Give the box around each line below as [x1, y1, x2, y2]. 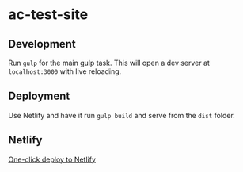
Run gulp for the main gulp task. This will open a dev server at [8, 58, 210, 67]
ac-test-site [8, 6, 89, 24]
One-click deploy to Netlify [8, 155, 97, 164]
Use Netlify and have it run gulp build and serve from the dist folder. [8, 110, 235, 120]
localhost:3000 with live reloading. [8, 67, 122, 76]
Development [8, 37, 77, 51]
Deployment [8, 90, 70, 103]
